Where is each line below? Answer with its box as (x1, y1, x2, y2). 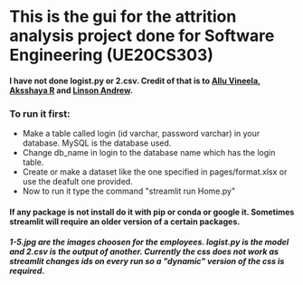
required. (9, 265, 45, 277)
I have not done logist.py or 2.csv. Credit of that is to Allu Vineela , (9, 75, 260, 86)
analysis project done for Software (9, 25, 275, 46)
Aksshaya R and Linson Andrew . (9, 84, 134, 96)
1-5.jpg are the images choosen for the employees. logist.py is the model (9, 237, 289, 248)
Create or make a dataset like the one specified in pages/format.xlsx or (22, 166, 288, 177)
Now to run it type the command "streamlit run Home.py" (22, 185, 236, 196)
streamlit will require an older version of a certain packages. (9, 215, 241, 227)
